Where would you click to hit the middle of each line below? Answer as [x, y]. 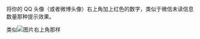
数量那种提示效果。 [30, 16]
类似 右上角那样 [34, 30]
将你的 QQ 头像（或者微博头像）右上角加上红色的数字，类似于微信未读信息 [100, 9]
